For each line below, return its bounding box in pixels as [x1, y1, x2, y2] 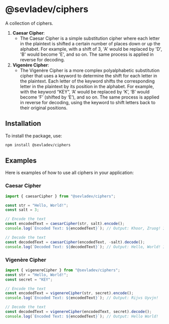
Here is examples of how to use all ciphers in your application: [5, 170, 134, 176]
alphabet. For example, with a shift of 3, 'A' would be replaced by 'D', [20, 46, 162, 52]
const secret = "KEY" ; [5, 277, 53, 282]
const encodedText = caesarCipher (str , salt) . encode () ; [5, 221, 125, 226]
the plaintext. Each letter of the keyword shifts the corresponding [20, 78, 155, 84]
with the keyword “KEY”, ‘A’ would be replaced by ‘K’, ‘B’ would [20, 89, 150, 95]
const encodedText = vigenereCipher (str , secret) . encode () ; [5, 291, 134, 296]
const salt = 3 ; [5, 207, 39, 212]
